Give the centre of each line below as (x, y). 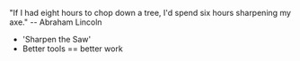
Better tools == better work (72, 49)
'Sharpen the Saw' (57, 39)
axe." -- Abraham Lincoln (56, 22)
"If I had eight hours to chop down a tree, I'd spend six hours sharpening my (150, 13)
